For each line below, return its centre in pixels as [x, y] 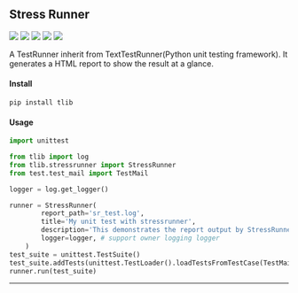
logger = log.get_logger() [59, 189]
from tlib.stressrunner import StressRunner [93, 165]
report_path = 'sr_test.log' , [93, 213]
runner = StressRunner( [53, 205]
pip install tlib [41, 103]
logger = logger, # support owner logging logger [130, 238]
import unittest [39, 141]
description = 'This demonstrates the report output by [142, 230]
